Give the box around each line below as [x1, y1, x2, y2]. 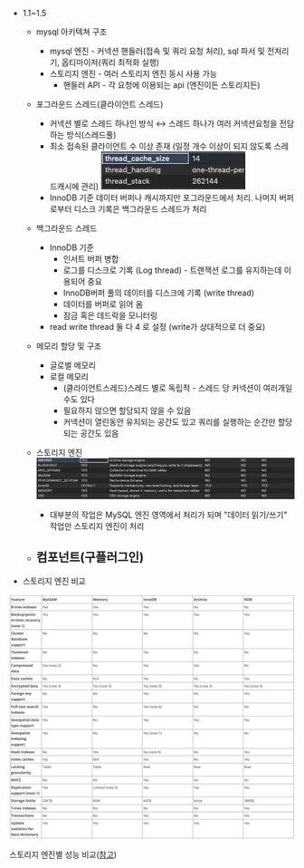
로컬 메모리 [49, 371, 89, 381]
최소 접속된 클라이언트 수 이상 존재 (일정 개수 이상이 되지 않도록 [49, 140, 272, 151]
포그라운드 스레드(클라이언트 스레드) [35, 99, 164, 110]
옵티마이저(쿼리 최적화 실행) [62, 57, 160, 67]
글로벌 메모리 [49, 360, 97, 371]
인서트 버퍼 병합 [62, 254, 119, 264]
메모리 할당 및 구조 [35, 341, 102, 352]
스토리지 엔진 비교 [22, 575, 86, 586]
